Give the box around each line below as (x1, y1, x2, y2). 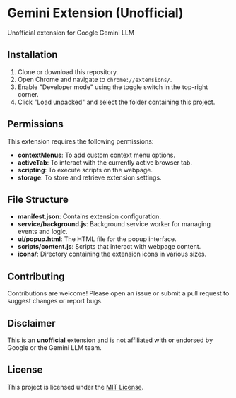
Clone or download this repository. (17, 67, 119, 76)
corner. (17, 90, 39, 98)
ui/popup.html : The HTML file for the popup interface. (17, 235, 177, 243)
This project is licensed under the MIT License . (7, 382, 144, 391)
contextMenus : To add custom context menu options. (17, 151, 175, 159)
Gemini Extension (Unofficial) (7, 5, 184, 21)
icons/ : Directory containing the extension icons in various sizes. (17, 250, 207, 259)
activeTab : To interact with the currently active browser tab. (17, 158, 193, 167)
